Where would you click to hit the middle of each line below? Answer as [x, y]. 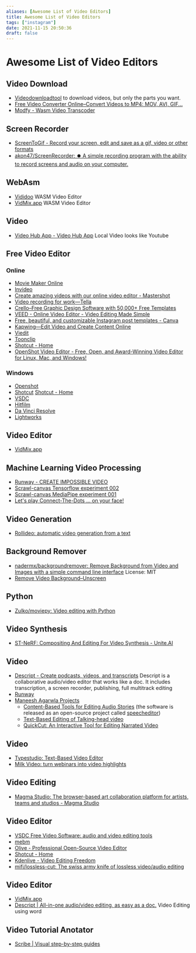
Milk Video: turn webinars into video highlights [71, 764]
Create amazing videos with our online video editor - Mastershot [92, 296]
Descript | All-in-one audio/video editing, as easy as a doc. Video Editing [102, 905]
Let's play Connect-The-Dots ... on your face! [69, 501]
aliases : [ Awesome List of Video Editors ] [59, 11]
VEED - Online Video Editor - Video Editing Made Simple [82, 315]
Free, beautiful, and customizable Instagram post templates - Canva [96, 320]
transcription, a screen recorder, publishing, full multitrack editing [93, 688]
